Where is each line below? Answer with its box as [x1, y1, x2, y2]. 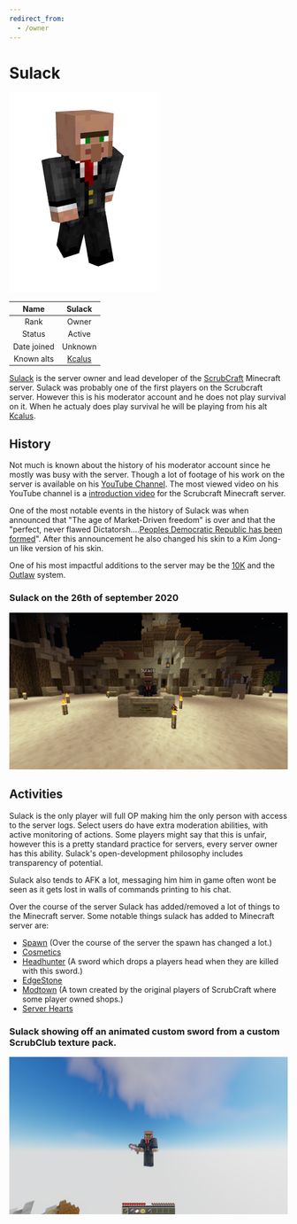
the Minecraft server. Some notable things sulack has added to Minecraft [9, 910, 275, 921]
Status [21, 329, 46, 339]
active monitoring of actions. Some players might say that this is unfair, [9, 829, 267, 839]
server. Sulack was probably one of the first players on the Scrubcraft [9, 382, 263, 394]
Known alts [12, 353, 55, 363]
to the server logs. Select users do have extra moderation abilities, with [9, 820, 268, 830]
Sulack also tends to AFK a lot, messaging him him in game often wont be [9, 874, 277, 885]
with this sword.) [21, 965, 83, 976]
